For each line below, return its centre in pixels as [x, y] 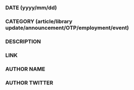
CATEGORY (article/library [39, 21]
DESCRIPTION [23, 41]
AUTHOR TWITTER [29, 82]
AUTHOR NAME [25, 69]
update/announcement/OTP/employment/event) [67, 28]
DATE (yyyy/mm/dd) [31, 8]
